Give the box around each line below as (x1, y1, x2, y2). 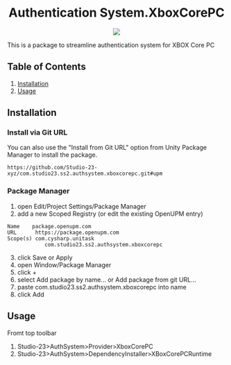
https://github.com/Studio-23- (7, 164, 98, 171)
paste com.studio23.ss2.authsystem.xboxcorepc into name (17, 282, 187, 291)
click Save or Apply (17, 253, 73, 262)
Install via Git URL (7, 128, 68, 137)
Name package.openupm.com (7, 223, 92, 230)
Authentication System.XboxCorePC (8, 5, 225, 21)
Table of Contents (7, 61, 87, 73)
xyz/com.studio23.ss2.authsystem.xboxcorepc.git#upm (7, 170, 163, 178)
